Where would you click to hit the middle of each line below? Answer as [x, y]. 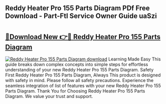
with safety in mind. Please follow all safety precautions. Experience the [79, 80]
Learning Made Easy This [135, 59]
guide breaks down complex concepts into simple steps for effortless [77, 64]
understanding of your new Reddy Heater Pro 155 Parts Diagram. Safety [79, 70]
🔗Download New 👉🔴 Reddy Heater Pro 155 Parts [83, 37]
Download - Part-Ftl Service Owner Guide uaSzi [81, 16]
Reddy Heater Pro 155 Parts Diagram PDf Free [77, 8]
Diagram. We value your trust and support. [49, 96]
